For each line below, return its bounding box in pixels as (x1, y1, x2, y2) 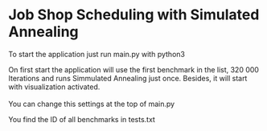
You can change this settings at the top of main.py (8, 99, 175, 108)
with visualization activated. (8, 82, 101, 92)
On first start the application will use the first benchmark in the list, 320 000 (8, 64, 260, 74)
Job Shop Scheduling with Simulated (8, 6, 260, 24)
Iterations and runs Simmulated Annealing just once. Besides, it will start (8, 73, 248, 83)
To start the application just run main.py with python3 (8, 49, 185, 59)
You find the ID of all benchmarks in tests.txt (8, 114, 155, 124)
